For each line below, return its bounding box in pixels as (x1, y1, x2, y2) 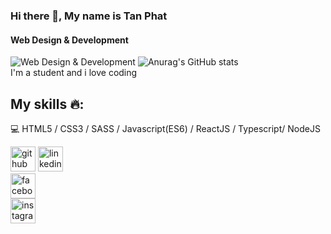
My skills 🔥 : (10, 95, 85, 113)
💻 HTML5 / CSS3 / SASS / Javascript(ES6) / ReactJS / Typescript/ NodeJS (10, 122, 321, 134)
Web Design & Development (10, 34, 129, 46)
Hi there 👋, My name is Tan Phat (10, 9, 168, 23)
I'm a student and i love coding (10, 67, 138, 79)
